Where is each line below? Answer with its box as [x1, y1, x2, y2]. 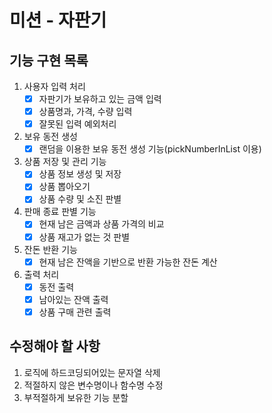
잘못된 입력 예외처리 [38, 118, 117, 130]
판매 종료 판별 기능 [23, 206, 97, 218]
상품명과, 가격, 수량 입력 [38, 106, 133, 118]
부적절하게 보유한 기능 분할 [23, 391, 129, 403]
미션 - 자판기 [9, 9, 107, 32]
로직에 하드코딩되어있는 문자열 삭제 [23, 366, 161, 378]
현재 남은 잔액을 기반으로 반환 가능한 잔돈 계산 [38, 256, 218, 268]
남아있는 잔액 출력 [38, 293, 109, 305]
